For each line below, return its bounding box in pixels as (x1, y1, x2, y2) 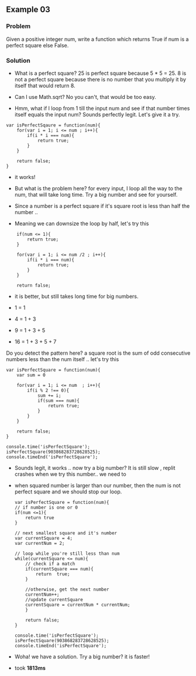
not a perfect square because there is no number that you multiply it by (14, 76, 186, 83)
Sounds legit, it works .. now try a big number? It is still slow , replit (14, 464, 176, 471)
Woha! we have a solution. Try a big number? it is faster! (14, 653, 150, 660)
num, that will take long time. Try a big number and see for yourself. (14, 191, 178, 198)
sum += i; (37, 392, 61, 399)
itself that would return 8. (14, 82, 75, 89)
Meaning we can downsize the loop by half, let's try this (14, 219, 149, 227)
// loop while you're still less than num (14, 550, 120, 557)
